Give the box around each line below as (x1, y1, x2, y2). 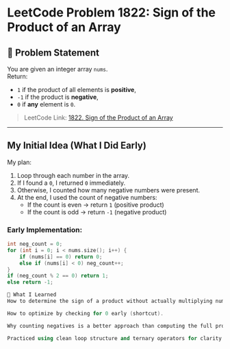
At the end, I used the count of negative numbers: (16, 193, 157, 201)
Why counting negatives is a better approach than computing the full (7, 322, 213, 329)
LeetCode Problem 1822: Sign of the (7, 5, 216, 21)
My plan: (7, 158, 32, 166)
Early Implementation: (7, 225, 83, 234)
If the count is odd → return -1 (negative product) (27, 207, 167, 216)
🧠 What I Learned (7, 291, 57, 298)
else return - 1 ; (7, 279, 53, 286)
